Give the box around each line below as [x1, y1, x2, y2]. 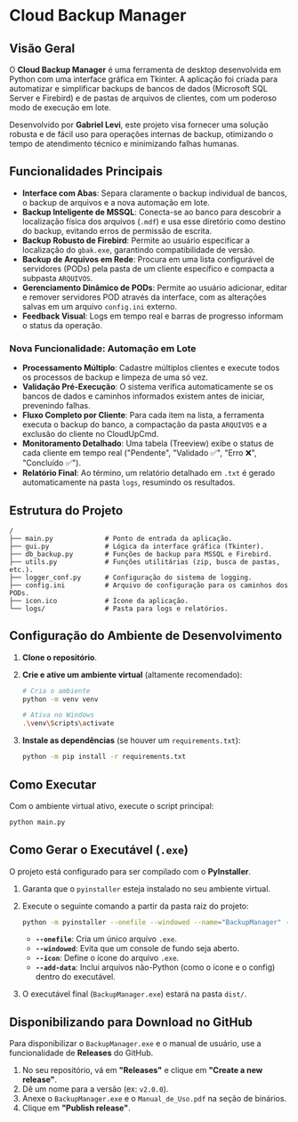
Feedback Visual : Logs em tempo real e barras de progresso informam [21, 311, 284, 321]
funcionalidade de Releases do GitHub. [9, 1047, 154, 1059]
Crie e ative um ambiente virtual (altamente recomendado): [21, 669, 243, 680]
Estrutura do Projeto [9, 503, 124, 518]
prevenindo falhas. [21, 400, 91, 411]
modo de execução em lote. [9, 102, 111, 112]
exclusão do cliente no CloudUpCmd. [21, 429, 159, 440]
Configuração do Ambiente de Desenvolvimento [9, 628, 283, 643]
